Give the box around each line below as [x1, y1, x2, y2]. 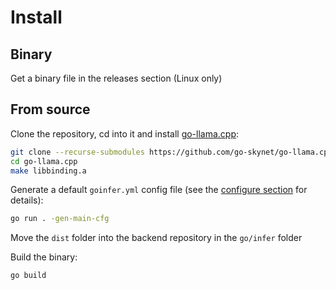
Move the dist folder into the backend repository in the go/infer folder [10, 232, 303, 244]
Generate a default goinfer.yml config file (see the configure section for [10, 184, 308, 196]
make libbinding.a [10, 166, 87, 176]
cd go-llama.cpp [10, 156, 78, 166]
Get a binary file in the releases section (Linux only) [10, 72, 223, 84]
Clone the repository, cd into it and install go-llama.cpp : [10, 127, 240, 140]
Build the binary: [10, 251, 78, 263]
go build [10, 271, 47, 281]
